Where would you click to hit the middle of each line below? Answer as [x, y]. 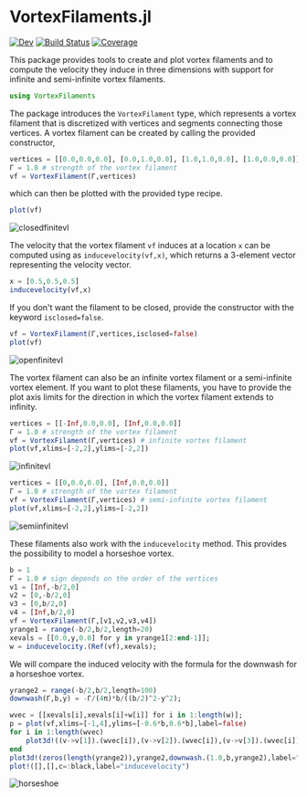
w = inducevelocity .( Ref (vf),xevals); [83, 646]
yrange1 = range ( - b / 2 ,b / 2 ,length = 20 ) [81, 629]
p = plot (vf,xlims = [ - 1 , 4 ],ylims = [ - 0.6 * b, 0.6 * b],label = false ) [128, 724]
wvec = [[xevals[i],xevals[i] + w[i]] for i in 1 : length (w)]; [127, 715]
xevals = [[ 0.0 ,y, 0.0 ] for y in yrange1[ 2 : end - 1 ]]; [110, 638]
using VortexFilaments [53, 96]
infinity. [24, 406]
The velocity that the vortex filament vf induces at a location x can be [140, 246]
